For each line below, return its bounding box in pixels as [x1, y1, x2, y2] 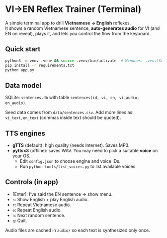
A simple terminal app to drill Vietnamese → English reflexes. [5, 20, 131, 26]
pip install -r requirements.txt [5, 63, 75, 68]
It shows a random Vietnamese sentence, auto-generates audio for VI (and [5, 25, 160, 31]
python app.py [5, 67, 35, 73]
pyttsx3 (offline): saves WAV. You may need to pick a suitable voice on [12, 148, 158, 153]
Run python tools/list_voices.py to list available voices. [19, 163, 137, 169]
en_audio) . [5, 100, 27, 106]
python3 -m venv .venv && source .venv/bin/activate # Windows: [5, 58, 143, 63]
